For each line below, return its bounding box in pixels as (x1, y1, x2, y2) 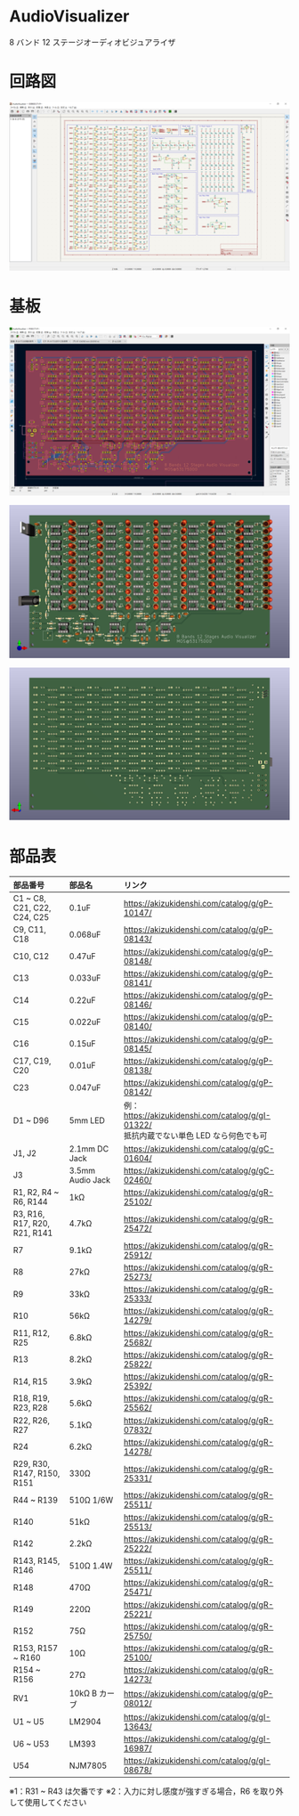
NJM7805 (69, 1760, 108, 1771)
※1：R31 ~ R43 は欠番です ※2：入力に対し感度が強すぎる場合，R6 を (9, 1786, 261, 1796)
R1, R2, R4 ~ (12, 1187, 60, 1198)
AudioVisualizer (9, 6, 130, 27)
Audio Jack (69, 1174, 111, 1185)
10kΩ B (69, 1688, 98, 1698)
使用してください (24, 1796, 87, 1807)
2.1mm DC (69, 1143, 109, 1154)
